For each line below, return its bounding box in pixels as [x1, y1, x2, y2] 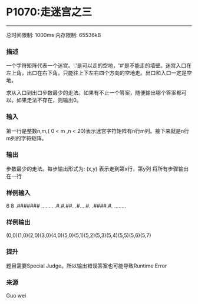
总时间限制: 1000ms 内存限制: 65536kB [6, 31, 101, 38]
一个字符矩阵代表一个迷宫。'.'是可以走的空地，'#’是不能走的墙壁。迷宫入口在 [6, 62, 192, 69]
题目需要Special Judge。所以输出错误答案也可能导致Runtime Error [6, 262, 167, 269]
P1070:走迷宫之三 [6, 5, 93, 19]
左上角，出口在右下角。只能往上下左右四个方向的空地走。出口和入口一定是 [6, 69, 187, 76]
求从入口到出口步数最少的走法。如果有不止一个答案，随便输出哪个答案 [6, 89, 177, 96]
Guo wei [6, 292, 27, 299]
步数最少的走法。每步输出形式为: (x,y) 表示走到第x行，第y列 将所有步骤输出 [6, 165, 189, 172]
